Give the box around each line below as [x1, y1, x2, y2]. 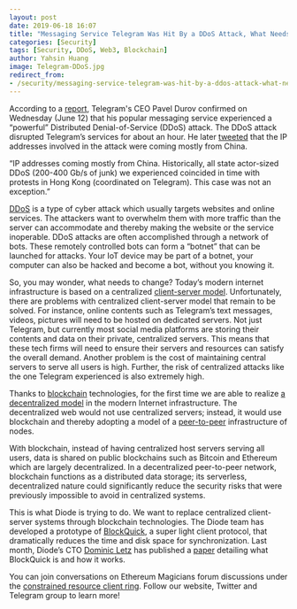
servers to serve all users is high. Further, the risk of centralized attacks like [9, 361, 285, 372]
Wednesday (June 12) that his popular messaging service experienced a [9, 112, 272, 123]
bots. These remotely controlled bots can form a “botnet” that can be [9, 241, 261, 251]
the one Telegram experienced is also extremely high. [9, 371, 205, 382]
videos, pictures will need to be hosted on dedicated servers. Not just [9, 314, 263, 325]
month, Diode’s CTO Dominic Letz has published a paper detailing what [9, 544, 269, 555]
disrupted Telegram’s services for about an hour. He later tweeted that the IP [9, 131, 287, 142]
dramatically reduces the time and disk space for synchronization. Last [9, 535, 268, 545]
